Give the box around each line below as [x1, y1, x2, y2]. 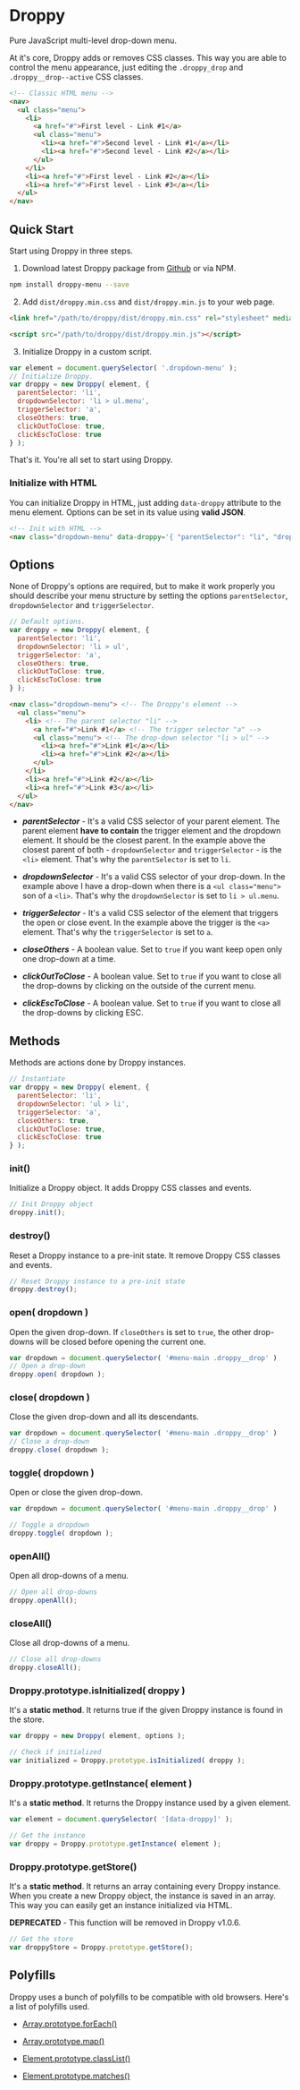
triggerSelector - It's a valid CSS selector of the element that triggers [21, 908, 279, 919]
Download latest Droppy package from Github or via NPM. [21, 263, 237, 273]
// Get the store [9, 1935, 74, 1944]
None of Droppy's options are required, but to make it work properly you [9, 581, 275, 592]
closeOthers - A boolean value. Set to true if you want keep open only [21, 944, 283, 955]
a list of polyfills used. [9, 2000, 90, 2011]
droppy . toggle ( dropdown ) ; [9, 1529, 114, 1538]
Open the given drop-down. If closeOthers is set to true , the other [9, 1326, 252, 1337]
